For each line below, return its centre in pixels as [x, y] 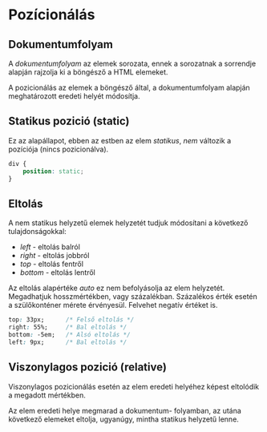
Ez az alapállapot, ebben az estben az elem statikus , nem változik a [120, 140]
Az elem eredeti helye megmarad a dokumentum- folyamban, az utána [125, 410]
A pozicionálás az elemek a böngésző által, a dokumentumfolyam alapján [129, 87]
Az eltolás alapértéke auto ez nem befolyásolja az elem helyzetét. [117, 288]
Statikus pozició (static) [69, 121]
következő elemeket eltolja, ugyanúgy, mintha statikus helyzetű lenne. [123, 419]
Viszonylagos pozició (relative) [87, 367]
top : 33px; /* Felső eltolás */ [71, 320]
